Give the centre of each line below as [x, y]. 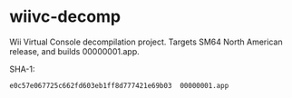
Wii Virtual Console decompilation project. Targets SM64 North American [146, 42]
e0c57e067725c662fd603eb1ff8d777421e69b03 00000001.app [119, 85]
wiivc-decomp [65, 17]
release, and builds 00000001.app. [75, 51]
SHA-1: [22, 69]
